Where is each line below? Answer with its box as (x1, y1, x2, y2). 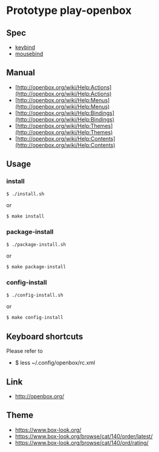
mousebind (15, 50, 44, 57)
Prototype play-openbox (6, 4, 132, 18)
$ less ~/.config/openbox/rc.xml (15, 359, 96, 366)
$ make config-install (6, 315, 63, 321)
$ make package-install (6, 264, 67, 270)
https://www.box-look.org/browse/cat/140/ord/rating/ (15, 439, 149, 446)
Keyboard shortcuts (6, 331, 83, 341)
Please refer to (6, 347, 44, 355)
